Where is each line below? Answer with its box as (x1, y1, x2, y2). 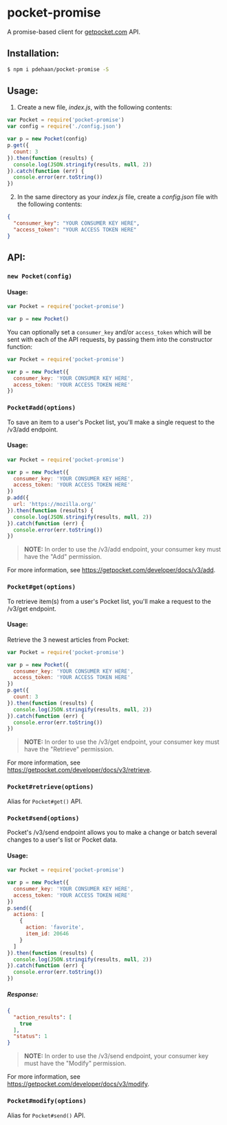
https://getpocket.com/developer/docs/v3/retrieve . (7, 766, 152, 774)
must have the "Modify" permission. (23, 1060, 127, 1068)
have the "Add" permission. (23, 553, 102, 561)
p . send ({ (7, 904, 32, 911)
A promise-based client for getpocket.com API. (7, 28, 141, 36)
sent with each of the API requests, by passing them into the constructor (7, 335, 213, 343)
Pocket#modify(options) (7, 1097, 87, 1105)
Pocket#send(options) (7, 814, 80, 822)
